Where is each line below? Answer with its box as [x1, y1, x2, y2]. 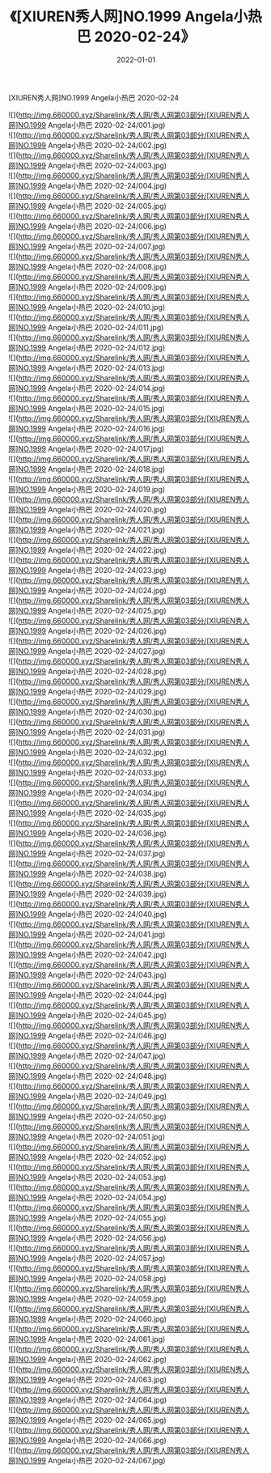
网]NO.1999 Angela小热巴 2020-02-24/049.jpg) [8, 1091, 167, 1101]
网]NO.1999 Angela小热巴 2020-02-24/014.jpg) [8, 383, 166, 393]
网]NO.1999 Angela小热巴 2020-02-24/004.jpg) [8, 180, 167, 190]
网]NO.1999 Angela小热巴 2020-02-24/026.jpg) [8, 626, 167, 635]
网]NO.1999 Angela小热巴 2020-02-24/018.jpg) [8, 464, 166, 473]
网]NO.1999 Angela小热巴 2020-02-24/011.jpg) [8, 322, 164, 332]
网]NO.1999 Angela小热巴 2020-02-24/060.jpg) [8, 1314, 167, 1323]
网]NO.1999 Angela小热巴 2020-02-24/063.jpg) [8, 1374, 167, 1384]
